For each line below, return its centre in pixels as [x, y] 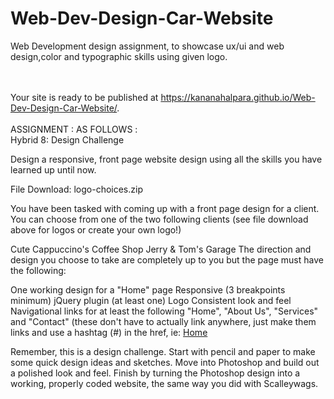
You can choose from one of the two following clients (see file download [159, 219]
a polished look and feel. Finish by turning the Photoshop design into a [155, 373]
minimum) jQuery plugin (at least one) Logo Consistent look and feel [151, 300]
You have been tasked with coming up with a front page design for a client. [165, 208]
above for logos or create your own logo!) [96, 229]
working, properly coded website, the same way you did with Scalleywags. [164, 383]
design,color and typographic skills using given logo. [119, 56]
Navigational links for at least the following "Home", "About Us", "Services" [164, 311]
